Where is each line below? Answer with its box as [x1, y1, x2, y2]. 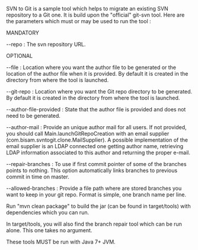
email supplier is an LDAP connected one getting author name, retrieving [6, 143, 184, 149]
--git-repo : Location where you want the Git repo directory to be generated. [6, 88, 193, 95]
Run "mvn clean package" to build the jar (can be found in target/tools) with [6, 202, 191, 210]
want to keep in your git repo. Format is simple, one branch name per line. [6, 191, 187, 198]
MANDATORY [6, 29, 40, 36]
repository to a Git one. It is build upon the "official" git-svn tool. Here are [6, 11, 185, 18]
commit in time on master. [6, 173, 69, 180]
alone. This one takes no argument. [6, 227, 92, 234]
